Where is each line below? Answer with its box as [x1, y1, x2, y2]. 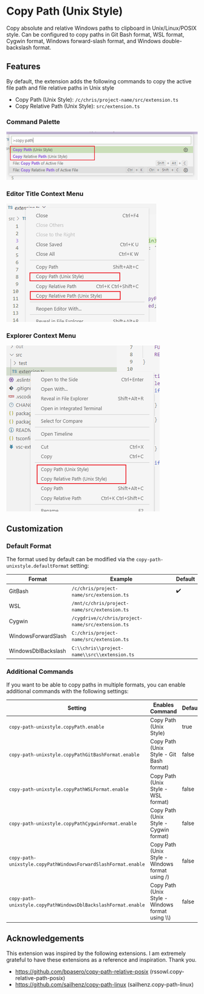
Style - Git [149, 751, 177, 758]
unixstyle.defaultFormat [6, 563, 69, 569]
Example [110, 575, 133, 583]
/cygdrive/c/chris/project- [72, 615, 143, 621]
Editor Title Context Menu [6, 189, 84, 198]
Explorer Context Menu [6, 331, 76, 340]
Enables [152, 701, 174, 709]
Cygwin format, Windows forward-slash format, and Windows [6, 37, 161, 44]
